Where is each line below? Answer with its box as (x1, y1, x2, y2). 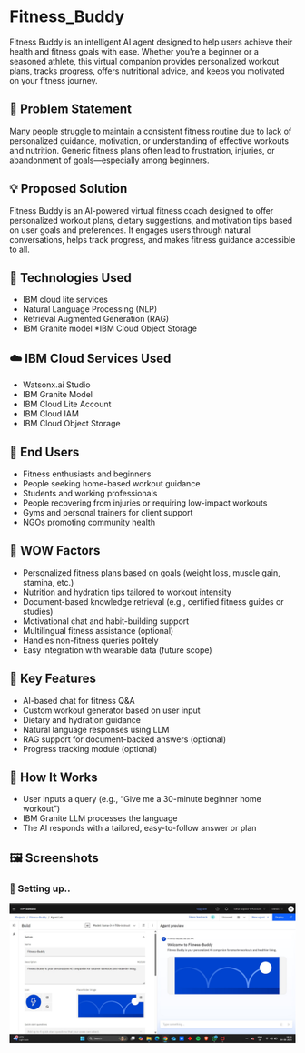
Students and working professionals (22, 488, 158, 498)
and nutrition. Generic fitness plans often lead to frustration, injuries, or (9, 145, 275, 155)
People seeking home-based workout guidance (22, 478, 201, 488)
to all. (9, 244, 30, 255)
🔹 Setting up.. (9, 882, 71, 895)
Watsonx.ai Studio (22, 379, 91, 390)
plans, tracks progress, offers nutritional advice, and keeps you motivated (9, 65, 285, 76)
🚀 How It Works (9, 770, 98, 786)
